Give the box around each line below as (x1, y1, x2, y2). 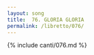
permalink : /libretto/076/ (7, 22, 84, 29)
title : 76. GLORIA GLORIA (7, 16, 84, 23)
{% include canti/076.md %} (7, 41, 87, 50)
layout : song (7, 10, 45, 17)
